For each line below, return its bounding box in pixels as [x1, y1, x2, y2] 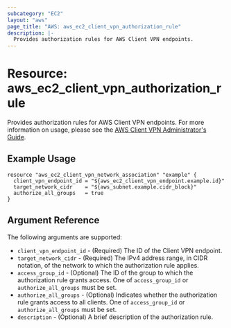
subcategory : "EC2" [7, 10, 64, 17]
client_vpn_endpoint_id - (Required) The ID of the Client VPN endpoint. [17, 246, 223, 254]
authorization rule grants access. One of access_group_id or [17, 275, 189, 284]
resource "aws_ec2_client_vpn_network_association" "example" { [7, 171, 197, 178]
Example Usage [7, 153, 76, 165]
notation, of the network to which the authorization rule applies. [17, 261, 199, 269]
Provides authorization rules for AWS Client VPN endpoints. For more [7, 119, 205, 127]
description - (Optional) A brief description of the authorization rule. [17, 313, 214, 321]
